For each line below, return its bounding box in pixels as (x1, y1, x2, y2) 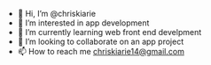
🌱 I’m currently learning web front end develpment (17, 27, 202, 37)
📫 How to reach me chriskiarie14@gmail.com (17, 47, 184, 56)
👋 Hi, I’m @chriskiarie (17, 9, 96, 18)
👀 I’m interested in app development (17, 18, 150, 28)
